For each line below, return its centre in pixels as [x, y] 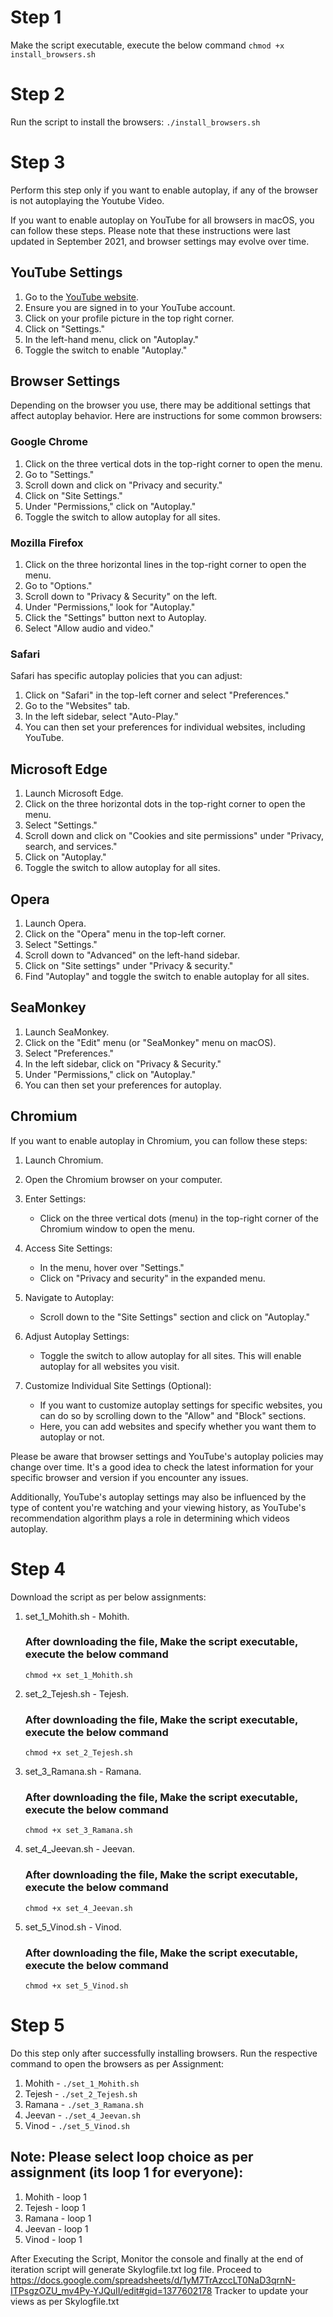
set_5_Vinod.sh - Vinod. [73, 1927]
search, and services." [71, 847]
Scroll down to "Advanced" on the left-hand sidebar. [132, 955]
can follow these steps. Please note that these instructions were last [150, 230]
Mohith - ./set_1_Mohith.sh [82, 2083]
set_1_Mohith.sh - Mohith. [77, 1616]
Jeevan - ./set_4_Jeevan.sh [82, 2115]
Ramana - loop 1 [58, 2218]
